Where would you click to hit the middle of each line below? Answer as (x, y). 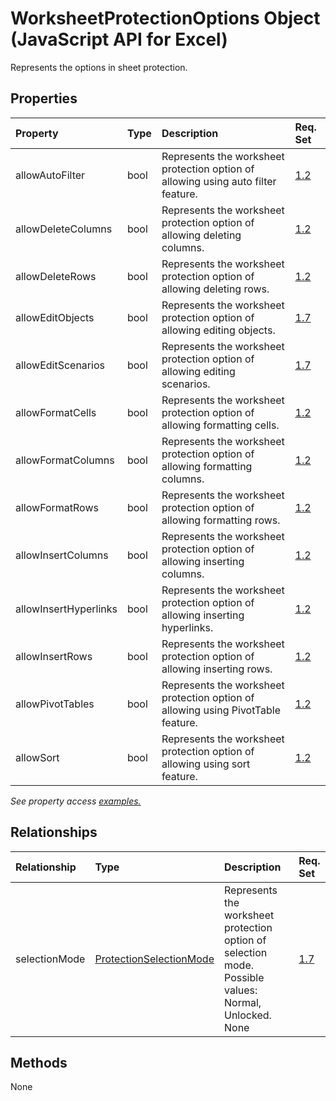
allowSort (37, 757)
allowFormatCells (56, 412)
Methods (39, 1062)
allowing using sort (206, 764)
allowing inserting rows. (217, 669)
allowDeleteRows (56, 276)
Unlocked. (248, 1015)
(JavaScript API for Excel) (119, 39)
